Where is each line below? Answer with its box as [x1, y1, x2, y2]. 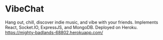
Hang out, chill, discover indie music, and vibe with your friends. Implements [5, 19, 158, 25]
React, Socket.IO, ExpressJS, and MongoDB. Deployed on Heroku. [5, 24, 138, 30]
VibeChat [5, 3, 44, 14]
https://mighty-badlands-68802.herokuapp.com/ [5, 29, 103, 35]
